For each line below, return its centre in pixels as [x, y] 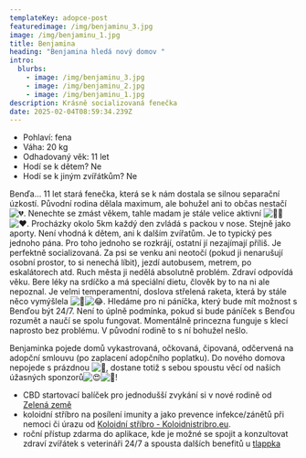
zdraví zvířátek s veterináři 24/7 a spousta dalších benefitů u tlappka [152, 443]
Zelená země [47, 405]
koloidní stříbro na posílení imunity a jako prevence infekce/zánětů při [153, 415]
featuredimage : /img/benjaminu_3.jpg [81, 27]
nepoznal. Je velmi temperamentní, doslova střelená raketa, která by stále [148, 292]
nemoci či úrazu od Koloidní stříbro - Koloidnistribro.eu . [127, 424]
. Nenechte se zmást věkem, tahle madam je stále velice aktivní [142, 213]
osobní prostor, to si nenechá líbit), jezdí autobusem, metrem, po [131, 262]
